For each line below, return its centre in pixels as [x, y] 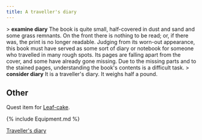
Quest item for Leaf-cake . [38, 107]
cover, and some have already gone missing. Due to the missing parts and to [101, 61]
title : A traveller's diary [42, 12]
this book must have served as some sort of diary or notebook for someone [100, 48]
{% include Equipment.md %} [43, 119]
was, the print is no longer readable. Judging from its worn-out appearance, [101, 42]
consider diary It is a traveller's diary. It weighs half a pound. [82, 74]
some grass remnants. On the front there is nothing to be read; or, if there [97, 35]
